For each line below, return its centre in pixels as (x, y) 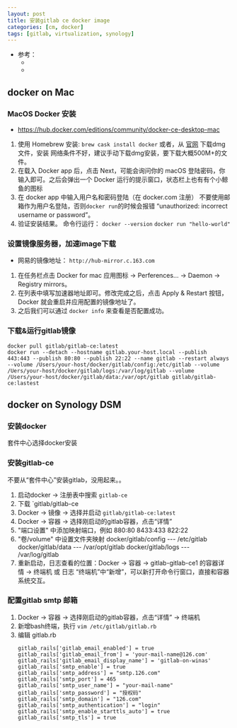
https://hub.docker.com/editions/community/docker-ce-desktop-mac (119, 129)
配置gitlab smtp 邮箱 (42, 600)
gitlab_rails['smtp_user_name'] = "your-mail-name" (95, 685)
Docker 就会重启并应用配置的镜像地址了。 (79, 302)
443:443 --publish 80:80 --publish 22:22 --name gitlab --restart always (118, 358)
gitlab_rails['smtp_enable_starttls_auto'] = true (94, 711)
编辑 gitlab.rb (37, 635)
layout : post (27, 14)
